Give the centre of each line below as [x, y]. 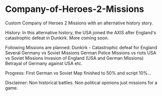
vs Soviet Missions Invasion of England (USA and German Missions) [74, 58]
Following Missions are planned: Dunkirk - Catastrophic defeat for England [81, 47]
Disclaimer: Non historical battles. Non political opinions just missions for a [81, 83]
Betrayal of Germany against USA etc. [44, 63]
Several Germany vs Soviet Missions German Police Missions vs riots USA [81, 53]
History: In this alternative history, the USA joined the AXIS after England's [81, 32]
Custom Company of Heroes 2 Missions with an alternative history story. [79, 23]
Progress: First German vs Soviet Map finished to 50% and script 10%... [78, 73]
